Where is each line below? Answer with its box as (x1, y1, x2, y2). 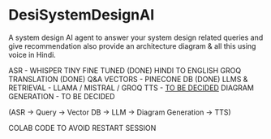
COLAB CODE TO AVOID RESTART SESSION (8, 123, 157, 132)
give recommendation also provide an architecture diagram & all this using (8, 41, 256, 50)
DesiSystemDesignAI (8, 6, 155, 24)
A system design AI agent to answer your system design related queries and (8, 33, 264, 42)
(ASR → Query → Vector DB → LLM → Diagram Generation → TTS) (8, 107, 231, 117)
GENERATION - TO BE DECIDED (8, 91, 115, 101)
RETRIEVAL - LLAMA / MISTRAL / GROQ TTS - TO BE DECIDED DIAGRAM (8, 83, 254, 93)
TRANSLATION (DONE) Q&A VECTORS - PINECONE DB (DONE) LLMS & (8, 74, 248, 84)
